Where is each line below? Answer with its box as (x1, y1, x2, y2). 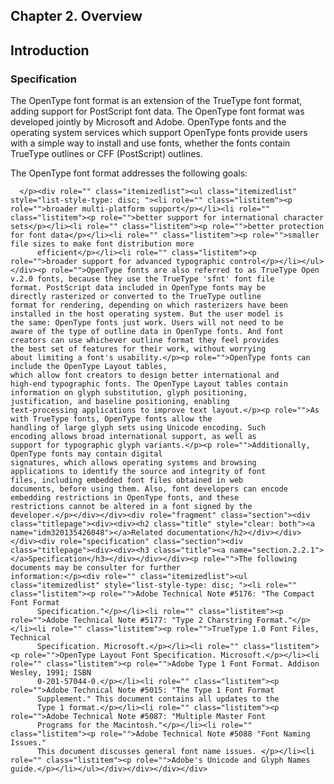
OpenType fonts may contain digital (10, 449, 163, 459)
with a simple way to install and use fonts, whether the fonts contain (10, 137, 291, 149)
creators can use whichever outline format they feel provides (10, 335, 280, 346)
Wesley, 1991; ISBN (10, 668, 92, 678)
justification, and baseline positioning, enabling (10, 397, 230, 407)
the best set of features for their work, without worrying (10, 344, 267, 354)
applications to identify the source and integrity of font (10, 467, 267, 477)
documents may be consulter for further (10, 563, 182, 573)
